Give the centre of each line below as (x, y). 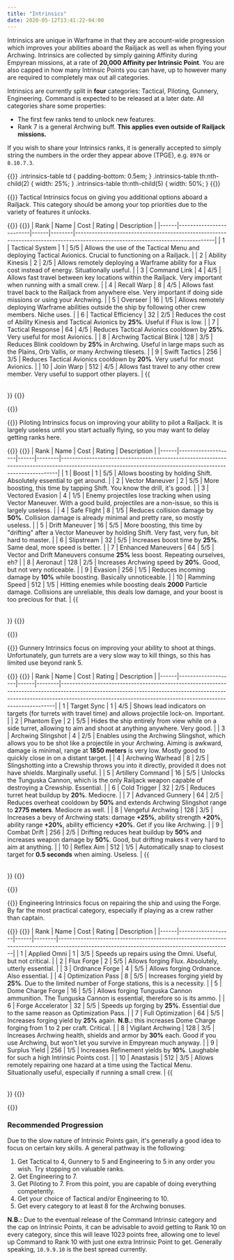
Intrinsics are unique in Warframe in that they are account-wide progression (116, 40)
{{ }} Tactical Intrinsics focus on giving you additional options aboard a (107, 197)
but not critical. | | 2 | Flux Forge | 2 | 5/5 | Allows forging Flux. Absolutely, (113, 961)
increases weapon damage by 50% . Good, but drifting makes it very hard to (116, 839)
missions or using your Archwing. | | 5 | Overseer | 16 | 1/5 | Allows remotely (116, 299)
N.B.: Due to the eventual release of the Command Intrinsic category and (112, 1219)
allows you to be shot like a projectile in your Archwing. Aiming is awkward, (115, 743)
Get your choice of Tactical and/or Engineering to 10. (93, 1199)
